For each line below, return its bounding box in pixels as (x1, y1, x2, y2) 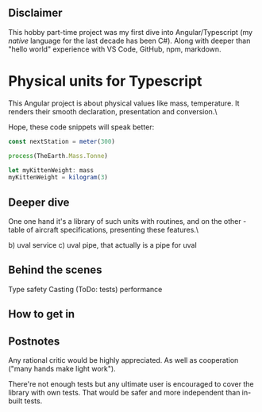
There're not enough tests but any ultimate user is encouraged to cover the (8, 379, 254, 389)
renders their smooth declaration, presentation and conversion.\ (8, 106, 218, 116)
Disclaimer (8, 6, 63, 20)
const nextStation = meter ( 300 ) (8, 137, 115, 145)
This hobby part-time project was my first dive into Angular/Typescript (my (8, 27, 252, 37)
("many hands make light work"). (8, 364, 117, 374)
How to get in (8, 307, 75, 321)
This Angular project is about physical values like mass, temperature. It (8, 98, 240, 108)
